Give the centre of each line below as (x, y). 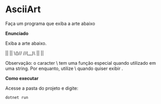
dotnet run (17, 97)
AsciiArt (23, 9)
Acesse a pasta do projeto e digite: (42, 88)
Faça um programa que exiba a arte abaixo (50, 23)
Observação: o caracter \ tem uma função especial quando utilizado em (81, 63)
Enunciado (17, 33)
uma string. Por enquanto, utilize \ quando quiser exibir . (64, 68)
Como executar (22, 78)
